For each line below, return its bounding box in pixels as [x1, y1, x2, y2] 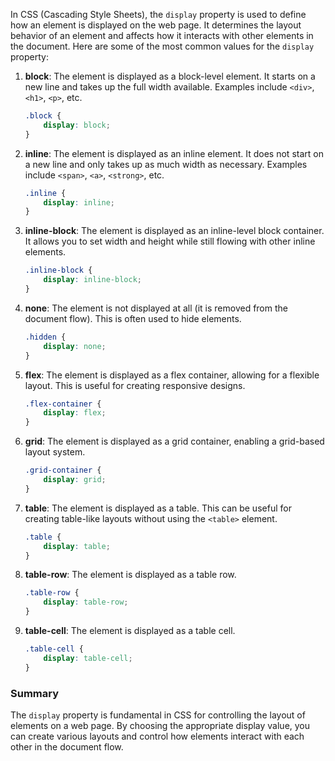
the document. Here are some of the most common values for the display [10, 40, 315, 52]
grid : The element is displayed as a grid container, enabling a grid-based [24, 435, 325, 448]
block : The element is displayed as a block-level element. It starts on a [24, 70, 316, 82]
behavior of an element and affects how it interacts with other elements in [10, 30, 314, 41]
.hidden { [24, 332, 67, 342]
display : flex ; [43, 408, 107, 418]
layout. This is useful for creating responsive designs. [24, 379, 246, 391]
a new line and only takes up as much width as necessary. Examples [24, 158, 308, 170]
